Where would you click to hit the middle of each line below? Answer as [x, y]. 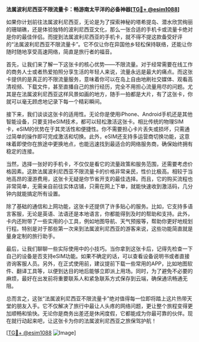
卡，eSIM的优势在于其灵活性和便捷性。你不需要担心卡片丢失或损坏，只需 [95, 129]
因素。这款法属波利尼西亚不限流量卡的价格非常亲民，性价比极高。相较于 [99, 171]
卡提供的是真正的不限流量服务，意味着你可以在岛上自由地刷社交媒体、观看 [97, 79]
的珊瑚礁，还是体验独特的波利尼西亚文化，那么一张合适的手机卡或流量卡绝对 [99, 29]
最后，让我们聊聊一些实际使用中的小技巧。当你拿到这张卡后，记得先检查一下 [99, 249]
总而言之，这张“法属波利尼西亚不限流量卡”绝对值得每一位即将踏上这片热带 [97, 299]
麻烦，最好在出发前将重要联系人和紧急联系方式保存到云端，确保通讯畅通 [94, 278]
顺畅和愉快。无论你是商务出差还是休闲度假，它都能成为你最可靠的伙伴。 [99, 313]
